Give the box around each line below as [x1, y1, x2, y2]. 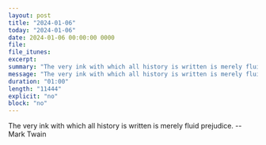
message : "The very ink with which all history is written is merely [8, 70, 243, 78]
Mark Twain [8, 129, 47, 139]
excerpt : [8, 56, 37, 64]
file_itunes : [8, 48, 51, 56]
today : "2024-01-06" [8, 26, 77, 34]
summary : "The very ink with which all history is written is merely [8, 63, 243, 71]
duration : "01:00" [8, 77, 69, 85]
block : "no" [8, 99, 47, 107]
